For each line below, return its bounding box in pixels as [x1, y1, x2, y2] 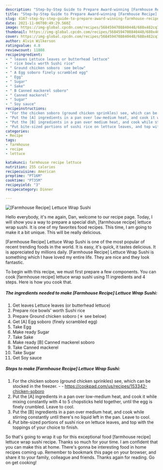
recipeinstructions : [5, 106, 47, 111]
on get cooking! [5, 459, 37, 465]
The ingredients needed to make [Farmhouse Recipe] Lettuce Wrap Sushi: [5, 290, 158, 296]
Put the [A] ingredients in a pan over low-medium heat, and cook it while [12, 393, 157, 399]
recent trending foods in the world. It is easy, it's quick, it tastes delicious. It [5, 244, 156, 250]
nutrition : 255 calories [5, 164, 56, 170]
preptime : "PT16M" [5, 173, 43, 178]
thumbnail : [5, 30, 28, 34]
